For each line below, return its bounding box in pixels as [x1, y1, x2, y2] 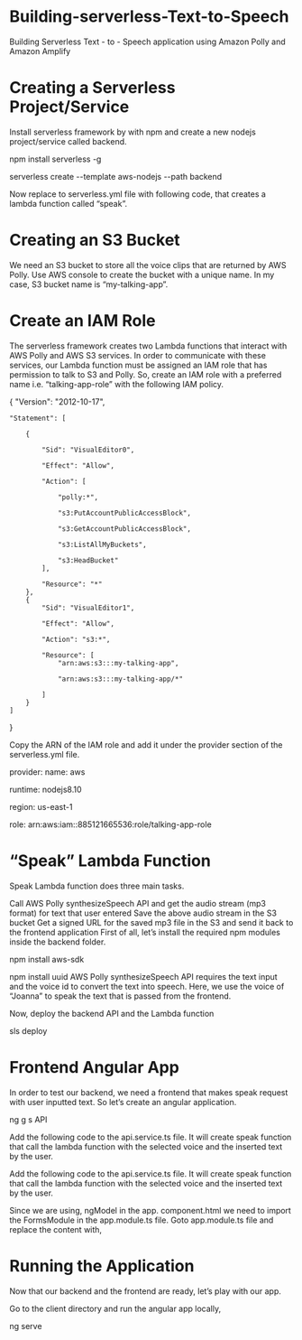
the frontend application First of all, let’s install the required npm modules [9, 926, 281, 937]
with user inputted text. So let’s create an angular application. [9, 1096, 237, 1107]
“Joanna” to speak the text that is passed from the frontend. [9, 991, 232, 1001]
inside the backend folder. [9, 936, 106, 947]
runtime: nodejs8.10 [9, 784, 83, 795]
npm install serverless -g [9, 154, 102, 164]
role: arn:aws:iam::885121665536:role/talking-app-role [9, 819, 212, 830]
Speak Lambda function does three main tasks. [9, 880, 185, 891]
